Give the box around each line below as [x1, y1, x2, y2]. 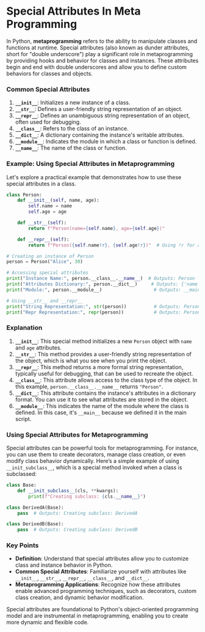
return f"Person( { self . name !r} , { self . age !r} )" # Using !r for [28, 242, 195, 248]
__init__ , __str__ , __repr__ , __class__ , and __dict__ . [15, 575, 149, 582]
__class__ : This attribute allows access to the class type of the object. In [15, 376, 198, 384]
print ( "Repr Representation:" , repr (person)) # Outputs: [6, 309, 182, 315]
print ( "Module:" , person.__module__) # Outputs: [6, 287, 182, 293]
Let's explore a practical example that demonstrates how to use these [6, 173, 182, 181]
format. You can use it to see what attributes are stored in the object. [15, 395, 188, 403]
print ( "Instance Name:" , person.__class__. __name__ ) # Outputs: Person [6, 276, 195, 282]
